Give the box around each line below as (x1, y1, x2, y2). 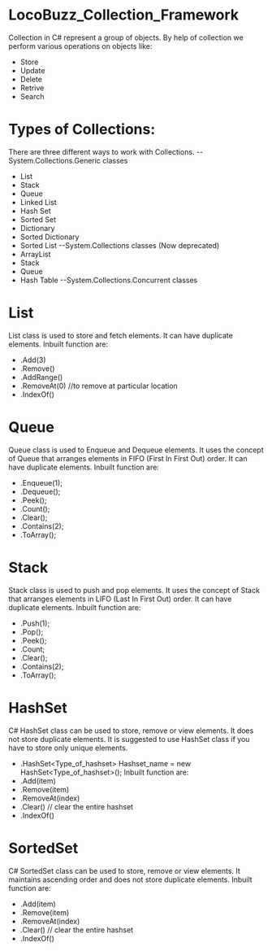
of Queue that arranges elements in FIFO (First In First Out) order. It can (8, 453, 248, 463)
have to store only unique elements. (8, 743, 128, 753)
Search (19, 91, 45, 101)
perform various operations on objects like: (8, 41, 153, 50)
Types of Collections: (8, 120, 156, 139)
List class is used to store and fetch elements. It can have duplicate (8, 330, 233, 340)
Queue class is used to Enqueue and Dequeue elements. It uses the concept (8, 445, 264, 455)
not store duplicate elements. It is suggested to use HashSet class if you (8, 734, 250, 744)
